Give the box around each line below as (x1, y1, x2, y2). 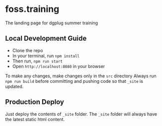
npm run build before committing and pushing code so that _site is (5, 78, 143, 84)
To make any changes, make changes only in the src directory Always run (5, 73, 157, 79)
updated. (5, 83, 24, 89)
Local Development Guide (5, 34, 87, 43)
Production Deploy (5, 98, 65, 106)
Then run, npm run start (12, 58, 63, 64)
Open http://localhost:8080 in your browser (12, 63, 105, 69)
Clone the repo (12, 47, 43, 53)
